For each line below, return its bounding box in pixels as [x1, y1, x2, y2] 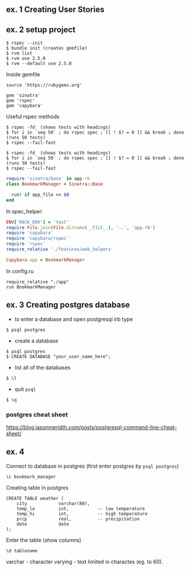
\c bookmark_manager [6, 474, 57, 480]
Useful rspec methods [6, 113, 60, 120]
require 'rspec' [6, 241, 46, 247]
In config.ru [6, 267, 34, 274]
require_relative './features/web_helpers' [6, 246, 114, 253]
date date [16, 521, 69, 527]
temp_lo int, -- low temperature [16, 505, 145, 512]
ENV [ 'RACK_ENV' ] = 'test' [6, 219, 69, 225]
